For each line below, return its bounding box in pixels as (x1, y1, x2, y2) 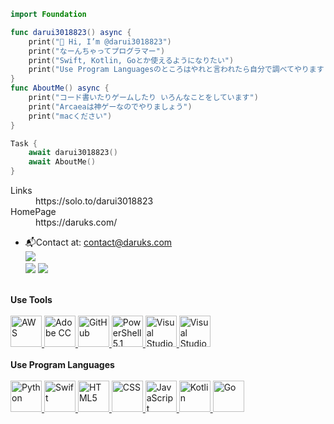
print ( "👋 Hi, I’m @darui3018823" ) (28, 36, 172, 47)
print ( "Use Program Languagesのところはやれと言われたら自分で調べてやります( (28, 65, 329, 75)
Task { (10, 138, 38, 149)
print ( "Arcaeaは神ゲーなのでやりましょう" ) (28, 101, 193, 112)
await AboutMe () (28, 157, 97, 167)
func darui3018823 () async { (10, 27, 132, 37)
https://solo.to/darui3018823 (35, 195, 154, 207)
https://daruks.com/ (35, 216, 118, 228)
